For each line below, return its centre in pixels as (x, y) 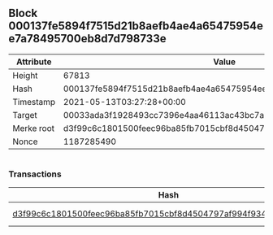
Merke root (34, 128)
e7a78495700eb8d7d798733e (87, 39)
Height (25, 75)
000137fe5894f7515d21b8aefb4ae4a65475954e (136, 26)
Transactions (35, 174)
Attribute (34, 62)
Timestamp (34, 102)
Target (25, 115)
